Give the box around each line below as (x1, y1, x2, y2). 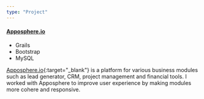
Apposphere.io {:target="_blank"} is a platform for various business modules (6, 66, 198, 73)
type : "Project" (6, 9, 48, 15)
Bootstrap (15, 48, 40, 55)
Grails (15, 41, 31, 49)
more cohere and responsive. (6, 86, 81, 93)
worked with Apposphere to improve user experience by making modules (6, 79, 192, 86)
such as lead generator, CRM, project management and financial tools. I (6, 73, 187, 80)
